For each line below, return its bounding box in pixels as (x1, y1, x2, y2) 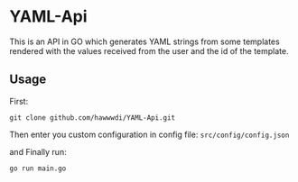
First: (9, 96, 29, 106)
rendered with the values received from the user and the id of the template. (9, 45, 289, 56)
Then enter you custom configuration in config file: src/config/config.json (9, 129, 290, 140)
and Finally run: (9, 146, 67, 157)
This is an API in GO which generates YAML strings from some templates (9, 36, 280, 47)
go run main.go (9, 164, 67, 173)
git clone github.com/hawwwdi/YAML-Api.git (9, 113, 176, 123)
